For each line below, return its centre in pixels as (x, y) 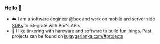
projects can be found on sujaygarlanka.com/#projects (67, 36)
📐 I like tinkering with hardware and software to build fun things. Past (81, 31)
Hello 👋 (13, 8)
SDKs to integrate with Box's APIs (46, 26)
